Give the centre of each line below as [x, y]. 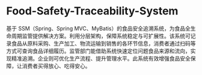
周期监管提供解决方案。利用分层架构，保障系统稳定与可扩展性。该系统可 [101, 36]
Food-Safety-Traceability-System [92, 11]
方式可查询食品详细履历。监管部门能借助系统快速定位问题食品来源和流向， [98, 51]
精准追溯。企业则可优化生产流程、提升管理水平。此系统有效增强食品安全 [101, 58]
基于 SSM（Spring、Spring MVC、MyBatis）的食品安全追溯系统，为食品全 [98, 28]
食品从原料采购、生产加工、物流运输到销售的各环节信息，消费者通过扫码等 [103, 43]
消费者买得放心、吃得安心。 [56, 66]
